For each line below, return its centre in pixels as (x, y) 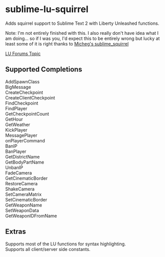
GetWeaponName (24, 205)
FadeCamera (19, 173)
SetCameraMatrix (23, 194)
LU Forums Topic (23, 54)
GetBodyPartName (25, 162)
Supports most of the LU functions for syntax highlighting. (66, 244)
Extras (16, 232)
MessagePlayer (21, 135)
